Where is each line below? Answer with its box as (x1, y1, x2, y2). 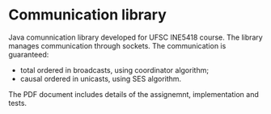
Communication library (8, 6, 167, 24)
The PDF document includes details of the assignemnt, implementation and (8, 89, 259, 99)
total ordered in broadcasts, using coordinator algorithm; (19, 65, 209, 74)
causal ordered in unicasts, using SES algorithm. (19, 74, 182, 83)
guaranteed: (8, 49, 49, 59)
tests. (8, 98, 27, 108)
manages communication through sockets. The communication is (8, 40, 227, 50)
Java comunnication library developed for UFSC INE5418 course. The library (8, 32, 263, 42)
